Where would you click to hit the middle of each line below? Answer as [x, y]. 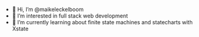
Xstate [20, 29]
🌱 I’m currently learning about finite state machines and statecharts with [102, 22]
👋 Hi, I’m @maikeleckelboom [48, 9]
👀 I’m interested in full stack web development [70, 16]
